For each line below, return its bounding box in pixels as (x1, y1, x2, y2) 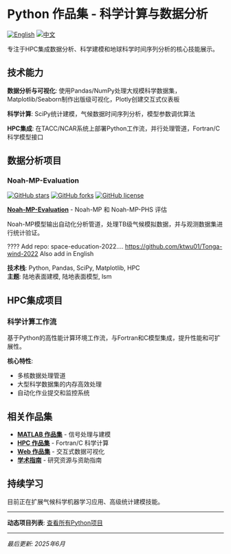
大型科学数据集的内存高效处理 (16, 380, 102, 389)
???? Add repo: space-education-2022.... (7, 242, 124, 251)
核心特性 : (7, 357, 34, 365)
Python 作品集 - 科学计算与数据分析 (7, 6, 208, 22)
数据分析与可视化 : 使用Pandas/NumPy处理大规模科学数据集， (7, 86, 181, 95)
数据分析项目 (7, 155, 62, 167)
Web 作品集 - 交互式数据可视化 (16, 447, 105, 455)
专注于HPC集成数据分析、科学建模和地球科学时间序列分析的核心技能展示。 (7, 45, 219, 53)
